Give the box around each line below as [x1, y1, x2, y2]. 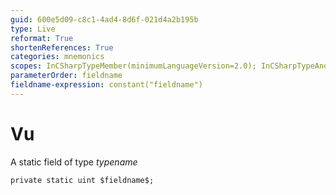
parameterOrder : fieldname [10, 71, 123, 81]
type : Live [10, 24, 56, 34]
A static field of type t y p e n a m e [10, 156, 138, 168]
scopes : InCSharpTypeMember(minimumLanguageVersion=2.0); [10, 61, 257, 71]
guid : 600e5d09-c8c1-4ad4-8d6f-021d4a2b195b [10, 14, 199, 25]
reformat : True [10, 33, 74, 43]
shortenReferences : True [10, 42, 114, 53]
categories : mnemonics [10, 52, 105, 62]
